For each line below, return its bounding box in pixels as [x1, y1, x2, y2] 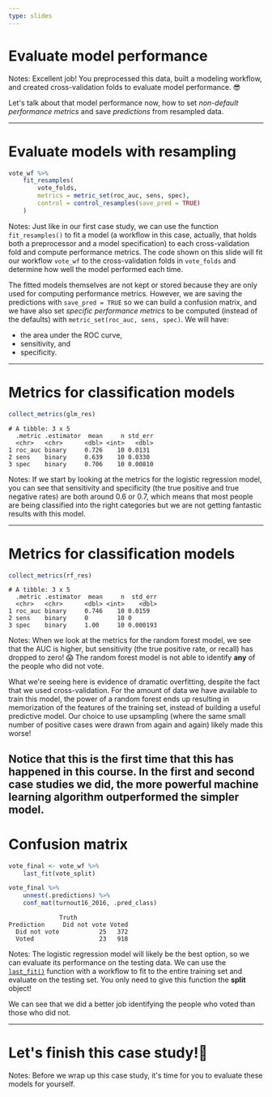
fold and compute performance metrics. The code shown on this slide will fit [8, 247, 263, 257]
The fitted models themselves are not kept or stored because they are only [8, 280, 257, 290]
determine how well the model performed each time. [8, 264, 184, 274]
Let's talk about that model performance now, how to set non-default [8, 98, 239, 108]
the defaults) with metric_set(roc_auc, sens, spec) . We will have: [8, 314, 229, 324]
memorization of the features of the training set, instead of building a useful [8, 703, 261, 712]
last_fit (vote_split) [23, 870, 96, 878]
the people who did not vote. [8, 661, 104, 671]
